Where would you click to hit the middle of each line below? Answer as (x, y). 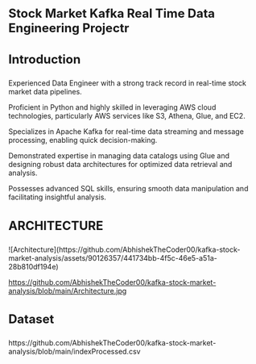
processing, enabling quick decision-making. (83, 140)
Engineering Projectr (69, 28)
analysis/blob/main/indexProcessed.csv (74, 352)
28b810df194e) (33, 266)
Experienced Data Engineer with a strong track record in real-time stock (128, 83)
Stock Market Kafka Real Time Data (112, 13)
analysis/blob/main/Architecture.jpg (68, 291)
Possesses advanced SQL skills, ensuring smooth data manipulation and (128, 189)
